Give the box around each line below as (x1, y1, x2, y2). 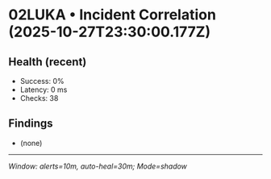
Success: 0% (19, 77, 65, 85)
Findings (8, 117, 54, 131)
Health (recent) (8, 55, 87, 69)
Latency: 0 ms (19, 85, 68, 94)
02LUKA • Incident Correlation (8, 6, 216, 24)
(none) (19, 138, 43, 148)
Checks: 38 (19, 94, 59, 102)
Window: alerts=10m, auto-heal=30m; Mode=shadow (8, 161, 188, 171)
